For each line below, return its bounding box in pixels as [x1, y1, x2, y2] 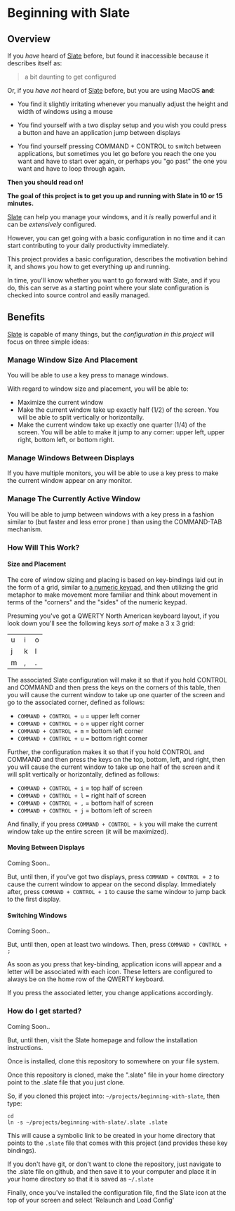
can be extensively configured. [7, 220, 97, 228]
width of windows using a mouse [17, 108, 114, 115]
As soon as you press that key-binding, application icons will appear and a [7, 960, 222, 969]
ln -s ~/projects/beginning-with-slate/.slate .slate [7, 1119, 168, 1126]
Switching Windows [7, 911, 67, 919]
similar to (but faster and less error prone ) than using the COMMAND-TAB [7, 517, 222, 526]
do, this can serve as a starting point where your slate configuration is [7, 283, 210, 292]
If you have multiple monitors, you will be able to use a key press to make [7, 469, 219, 477]
